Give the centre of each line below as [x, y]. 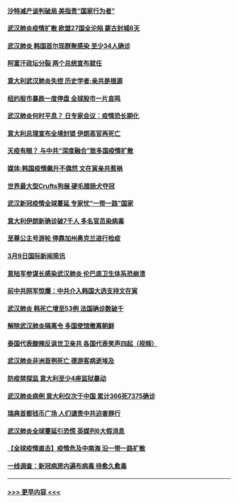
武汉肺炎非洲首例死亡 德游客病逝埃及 [61, 361]
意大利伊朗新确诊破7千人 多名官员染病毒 [66, 221]
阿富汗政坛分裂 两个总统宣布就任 [55, 63]
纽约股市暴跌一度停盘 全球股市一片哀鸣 [64, 98]
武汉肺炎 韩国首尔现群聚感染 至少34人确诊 [69, 45]
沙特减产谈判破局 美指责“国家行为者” [61, 11]
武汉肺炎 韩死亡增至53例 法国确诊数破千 [66, 308]
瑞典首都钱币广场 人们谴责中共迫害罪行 [64, 413]
